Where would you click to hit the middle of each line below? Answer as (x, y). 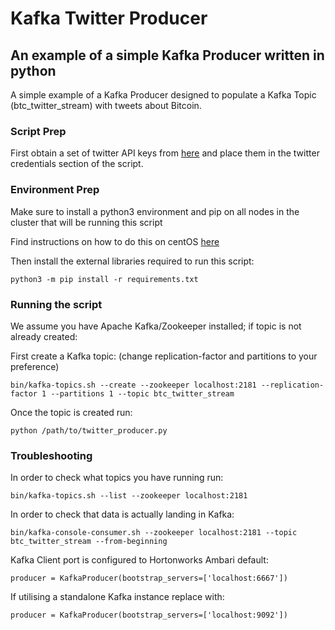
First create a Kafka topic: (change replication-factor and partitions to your (164, 356)
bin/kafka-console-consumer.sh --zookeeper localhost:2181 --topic (154, 533)
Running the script (56, 304)
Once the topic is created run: (71, 412)
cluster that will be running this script (86, 222)
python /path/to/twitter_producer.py (89, 430)
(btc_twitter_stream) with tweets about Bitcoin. (106, 105)
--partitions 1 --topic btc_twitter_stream (142, 393)
